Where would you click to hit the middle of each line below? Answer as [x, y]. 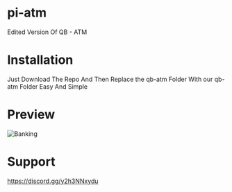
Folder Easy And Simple [54, 86]
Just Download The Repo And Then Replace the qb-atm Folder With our [110, 79]
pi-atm [27, 13]
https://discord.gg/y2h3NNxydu [53, 181]
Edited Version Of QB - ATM [47, 32]
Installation [40, 60]
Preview [31, 115]
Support [31, 162]
